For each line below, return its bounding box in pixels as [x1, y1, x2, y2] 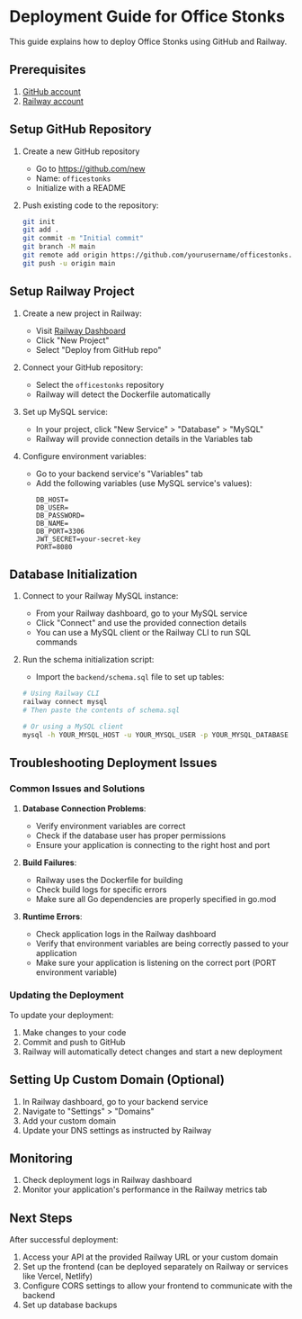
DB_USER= [35, 502, 69, 512]
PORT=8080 [35, 542, 74, 551]
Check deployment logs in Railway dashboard [22, 1175, 192, 1186]
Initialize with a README [35, 182, 126, 193]
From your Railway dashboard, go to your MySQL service [35, 608, 248, 619]
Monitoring [9, 1151, 74, 1166]
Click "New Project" [35, 335, 110, 346]
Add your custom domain [22, 1115, 117, 1126]
